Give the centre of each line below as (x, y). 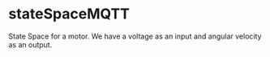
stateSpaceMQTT (69, 14)
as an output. (30, 44)
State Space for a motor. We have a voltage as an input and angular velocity (135, 36)
